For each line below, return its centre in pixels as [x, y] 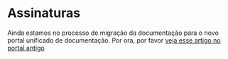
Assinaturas [44, 13]
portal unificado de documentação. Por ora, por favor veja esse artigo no [114, 40]
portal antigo [26, 48]
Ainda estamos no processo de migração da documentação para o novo [113, 33]
